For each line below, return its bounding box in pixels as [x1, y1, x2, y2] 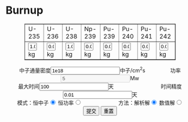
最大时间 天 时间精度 [18, 83, 182, 90]
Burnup [5, 4, 44, 17]
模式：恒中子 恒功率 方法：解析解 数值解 [17, 99, 175, 106]
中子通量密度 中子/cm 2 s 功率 [19, 65, 181, 74]
